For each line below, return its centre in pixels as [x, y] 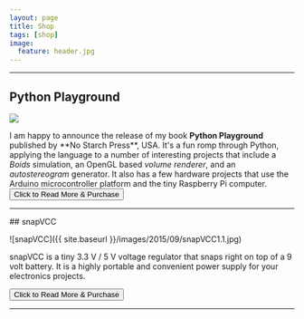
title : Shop [32, 26]
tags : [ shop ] [34, 34]
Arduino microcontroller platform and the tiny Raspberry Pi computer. [138, 183]
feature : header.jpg [56, 52]
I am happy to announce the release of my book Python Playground [137, 135]
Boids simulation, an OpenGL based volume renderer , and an [123, 164]
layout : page [34, 18]
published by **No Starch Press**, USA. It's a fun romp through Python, [144, 145]
